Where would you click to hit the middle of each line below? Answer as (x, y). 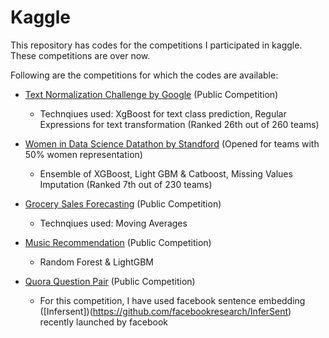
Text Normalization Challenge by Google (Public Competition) (151, 94)
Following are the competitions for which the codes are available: (144, 75)
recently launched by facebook (103, 322)
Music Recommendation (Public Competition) (118, 242)
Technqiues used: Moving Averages (113, 223)
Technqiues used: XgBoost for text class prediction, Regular (163, 113)
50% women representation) (83, 154)
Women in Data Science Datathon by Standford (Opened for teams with (172, 143)
